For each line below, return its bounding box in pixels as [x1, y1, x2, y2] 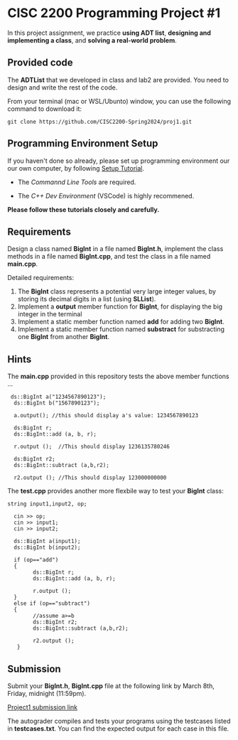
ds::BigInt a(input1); [13, 538, 81, 545]
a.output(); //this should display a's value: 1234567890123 [13, 412, 199, 419]
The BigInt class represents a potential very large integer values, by [17, 287, 217, 296]
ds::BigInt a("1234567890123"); [10, 393, 107, 401]
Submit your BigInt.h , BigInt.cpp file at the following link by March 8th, [7, 682, 215, 690]
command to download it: [7, 104, 82, 113]
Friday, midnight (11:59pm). [7, 690, 87, 697]
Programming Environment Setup [7, 137, 158, 150]
